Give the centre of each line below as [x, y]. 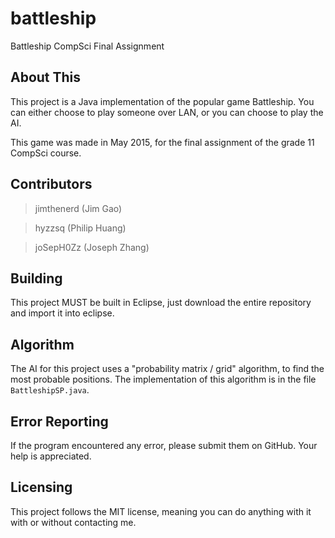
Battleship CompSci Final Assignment [87, 46]
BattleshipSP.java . [50, 390]
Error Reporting [59, 421]
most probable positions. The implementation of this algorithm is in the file [163, 379]
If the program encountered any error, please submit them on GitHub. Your [164, 445]
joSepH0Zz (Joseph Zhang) [92, 247]
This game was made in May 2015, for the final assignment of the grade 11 [162, 142]
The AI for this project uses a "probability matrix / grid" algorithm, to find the [167, 369]
